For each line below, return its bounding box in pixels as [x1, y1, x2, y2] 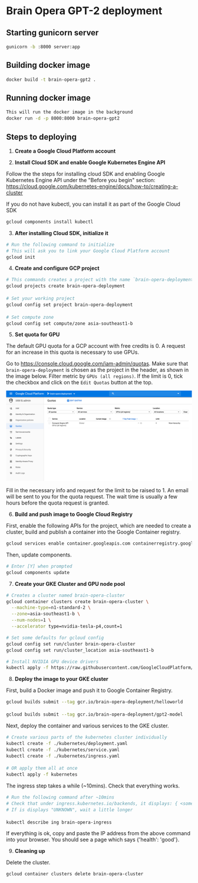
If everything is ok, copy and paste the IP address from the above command [6, 830, 190, 837]
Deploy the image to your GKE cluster [14, 676, 109, 683]
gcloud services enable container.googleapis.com [6, 541, 131, 546]
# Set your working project [6, 296, 75, 302]
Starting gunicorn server [6, 28, 99, 38]
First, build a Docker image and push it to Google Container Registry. [6, 687, 173, 694]
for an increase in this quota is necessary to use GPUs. [6, 349, 140, 356]
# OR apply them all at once [6, 765, 78, 772]
